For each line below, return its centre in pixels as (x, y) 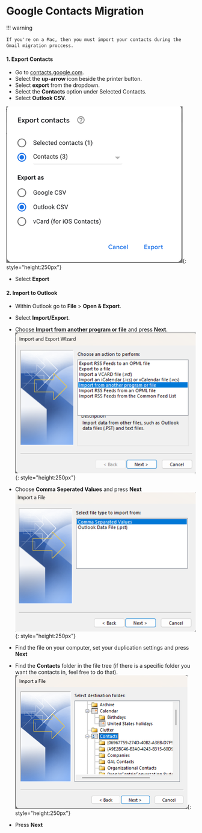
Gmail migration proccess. (40, 46)
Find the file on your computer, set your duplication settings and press (102, 648)
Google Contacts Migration (75, 11)
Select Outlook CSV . (41, 98)
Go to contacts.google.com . (49, 72)
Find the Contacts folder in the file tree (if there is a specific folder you (103, 666)
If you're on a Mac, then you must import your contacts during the (94, 40)
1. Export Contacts (30, 59)
